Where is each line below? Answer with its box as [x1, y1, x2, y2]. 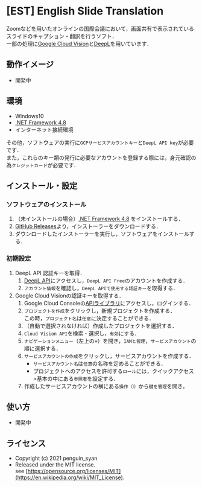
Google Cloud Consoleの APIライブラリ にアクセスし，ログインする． [24, 299, 194, 307]
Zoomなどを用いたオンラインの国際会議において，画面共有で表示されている [6, 25, 195, 32]
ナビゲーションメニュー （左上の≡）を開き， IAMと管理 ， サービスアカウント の [24, 337, 197, 345]
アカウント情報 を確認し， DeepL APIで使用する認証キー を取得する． [24, 284, 179, 291]
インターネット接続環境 [14, 126, 74, 133]
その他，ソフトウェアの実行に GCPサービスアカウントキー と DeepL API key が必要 [6, 139, 194, 146]
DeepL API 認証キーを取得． [14, 269, 86, 276]
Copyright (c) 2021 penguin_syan [14, 454, 98, 462]
